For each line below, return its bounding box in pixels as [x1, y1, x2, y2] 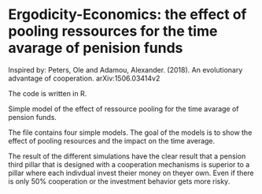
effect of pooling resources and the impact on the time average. [8, 136, 216, 145]
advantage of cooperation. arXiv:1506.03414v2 [8, 73, 161, 83]
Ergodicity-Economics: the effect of [8, 6, 247, 24]
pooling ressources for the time [8, 22, 218, 40]
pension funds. [8, 112, 57, 121]
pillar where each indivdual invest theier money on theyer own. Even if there [8, 168, 254, 177]
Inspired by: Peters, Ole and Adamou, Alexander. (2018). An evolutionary [8, 65, 243, 74]
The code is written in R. [8, 88, 87, 98]
